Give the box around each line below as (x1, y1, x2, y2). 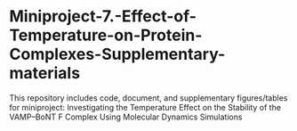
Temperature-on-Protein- (9, 25, 203, 45)
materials (9, 63, 81, 84)
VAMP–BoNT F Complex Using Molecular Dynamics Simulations (9, 111, 243, 122)
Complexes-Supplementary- (9, 45, 226, 64)
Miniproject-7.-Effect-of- (9, 6, 197, 27)
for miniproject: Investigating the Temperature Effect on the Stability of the (9, 102, 282, 112)
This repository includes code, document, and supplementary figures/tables (9, 92, 288, 103)
